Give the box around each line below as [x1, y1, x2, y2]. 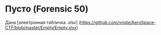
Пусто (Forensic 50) [5, 3, 89, 15]
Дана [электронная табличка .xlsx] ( [5, 19, 80, 25]
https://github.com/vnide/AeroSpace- [80, 19, 156, 25]
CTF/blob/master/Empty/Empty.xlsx [5, 24, 77, 30]
